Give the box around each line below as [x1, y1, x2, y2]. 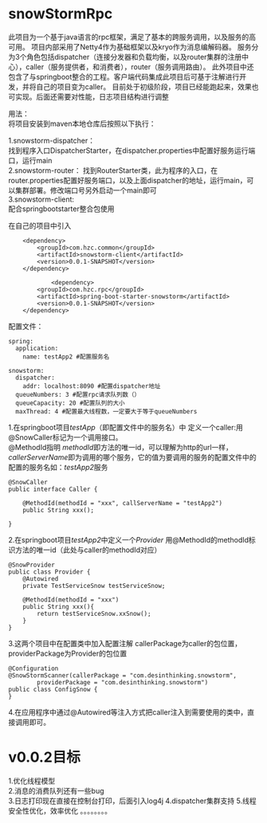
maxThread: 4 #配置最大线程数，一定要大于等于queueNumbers [15, 407, 198, 415]
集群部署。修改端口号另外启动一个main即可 [14, 185, 157, 195]
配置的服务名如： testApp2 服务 [8, 462, 108, 472]
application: [15, 344, 59, 352]
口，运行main [8, 155, 53, 165]
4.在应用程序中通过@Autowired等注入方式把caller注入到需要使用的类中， [8, 707, 248, 717]
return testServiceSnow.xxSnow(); [37, 609, 151, 617]
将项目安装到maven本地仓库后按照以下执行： [8, 119, 156, 128]
